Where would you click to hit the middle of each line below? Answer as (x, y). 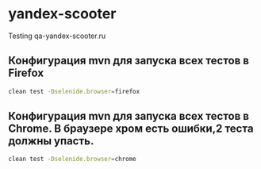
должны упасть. (51, 141)
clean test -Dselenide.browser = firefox (74, 91)
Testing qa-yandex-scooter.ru (57, 36)
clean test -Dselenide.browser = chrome (72, 159)
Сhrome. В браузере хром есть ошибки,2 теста (131, 129)
